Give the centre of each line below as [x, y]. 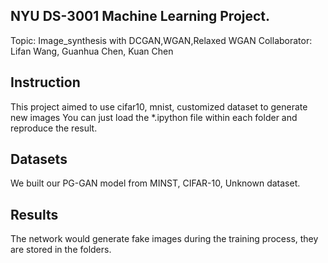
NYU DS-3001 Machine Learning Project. [140, 16]
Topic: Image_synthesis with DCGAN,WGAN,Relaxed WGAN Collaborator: [161, 40]
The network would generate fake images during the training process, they [164, 239]
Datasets [39, 159]
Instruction [45, 82]
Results [34, 214]
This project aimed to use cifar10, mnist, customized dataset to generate [159, 106]
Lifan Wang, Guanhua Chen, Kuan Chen [92, 51]
